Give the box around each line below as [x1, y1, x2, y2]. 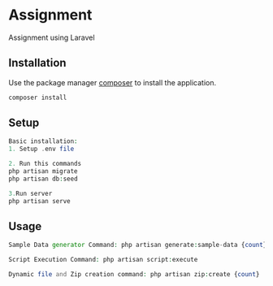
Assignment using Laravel [8, 32, 95, 42]
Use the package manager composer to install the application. [8, 77, 217, 87]
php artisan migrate [8, 167, 79, 175]
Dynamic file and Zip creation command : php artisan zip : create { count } [8, 271, 260, 279]
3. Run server [8, 189, 53, 197]
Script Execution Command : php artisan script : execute [8, 256, 198, 264]
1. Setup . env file [8, 145, 75, 154]
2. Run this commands [8, 160, 82, 168]
